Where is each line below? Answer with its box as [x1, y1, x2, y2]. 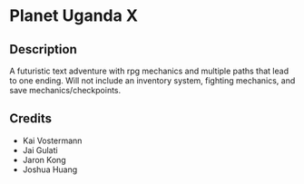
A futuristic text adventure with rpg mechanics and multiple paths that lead [9, 65, 289, 76]
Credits [9, 111, 53, 127]
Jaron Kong [22, 154, 66, 165]
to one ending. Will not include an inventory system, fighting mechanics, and [9, 75, 296, 86]
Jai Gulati [22, 144, 58, 155]
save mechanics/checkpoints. [9, 85, 122, 95]
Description [9, 42, 77, 57]
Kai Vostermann [22, 135, 83, 146]
